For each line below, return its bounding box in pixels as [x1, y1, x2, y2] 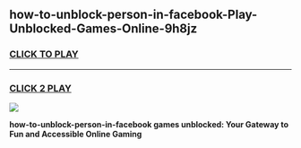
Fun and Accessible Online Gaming [9, 128, 142, 139]
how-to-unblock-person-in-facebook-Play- [9, 7, 258, 22]
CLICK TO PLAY [9, 48, 79, 61]
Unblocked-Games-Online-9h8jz [9, 22, 198, 37]
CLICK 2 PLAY [9, 82, 72, 94]
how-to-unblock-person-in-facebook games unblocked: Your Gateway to [9, 118, 289, 129]
